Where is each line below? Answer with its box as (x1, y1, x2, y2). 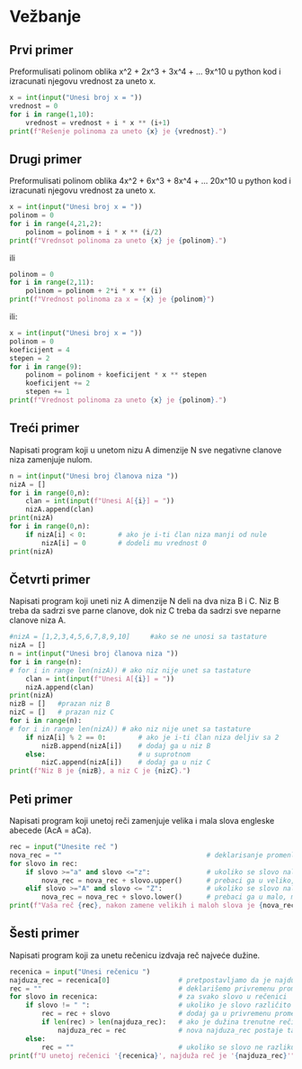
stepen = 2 (9, 353, 50, 362)
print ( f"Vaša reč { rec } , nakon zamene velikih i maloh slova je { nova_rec (9, 901, 296, 910)
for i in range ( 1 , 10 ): (9, 110, 94, 119)
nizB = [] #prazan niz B (9, 699, 111, 708)
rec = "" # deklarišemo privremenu (9, 984, 276, 993)
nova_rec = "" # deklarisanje (9, 850, 263, 860)
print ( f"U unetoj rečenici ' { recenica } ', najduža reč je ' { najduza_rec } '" (9, 1051, 296, 1060)
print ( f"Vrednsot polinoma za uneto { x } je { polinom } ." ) (9, 236, 227, 245)
